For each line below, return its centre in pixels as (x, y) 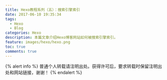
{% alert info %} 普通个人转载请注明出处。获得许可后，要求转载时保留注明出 (84, 66)
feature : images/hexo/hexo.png (38, 42)
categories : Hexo (23, 33)
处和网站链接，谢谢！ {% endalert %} (44, 72)
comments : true (21, 51)
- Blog (16, 28)
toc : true (15, 47)
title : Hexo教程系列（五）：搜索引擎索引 (43, 10)
